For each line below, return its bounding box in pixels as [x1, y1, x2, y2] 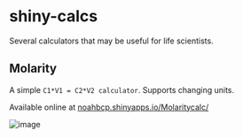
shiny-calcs [9, 6, 98, 27]
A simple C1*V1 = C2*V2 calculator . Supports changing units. [9, 84, 235, 95]
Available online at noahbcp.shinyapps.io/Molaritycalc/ [9, 102, 209, 112]
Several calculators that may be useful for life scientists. [9, 35, 215, 46]
